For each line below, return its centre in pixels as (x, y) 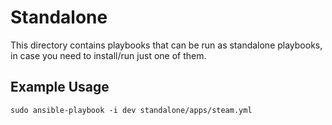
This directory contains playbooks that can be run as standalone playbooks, (166, 45)
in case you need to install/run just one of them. (108, 55)
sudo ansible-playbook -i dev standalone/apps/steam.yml (131, 110)
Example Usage (60, 87)
